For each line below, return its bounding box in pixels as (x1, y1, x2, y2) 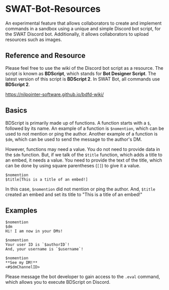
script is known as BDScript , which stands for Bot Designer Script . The (5, 70, 156, 76)
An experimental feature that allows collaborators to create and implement (5, 20, 162, 26)
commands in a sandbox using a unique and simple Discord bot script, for (5, 25, 161, 31)
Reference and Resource (5, 51, 86, 60)
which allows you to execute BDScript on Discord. (5, 279, 111, 285)
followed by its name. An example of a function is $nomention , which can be (5, 125, 164, 131)
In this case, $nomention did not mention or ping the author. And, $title (5, 186, 156, 192)
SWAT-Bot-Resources (5, 3, 101, 15)
